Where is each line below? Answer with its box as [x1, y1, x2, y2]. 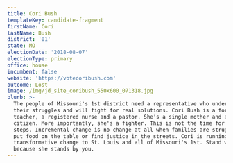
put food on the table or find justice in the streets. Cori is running [13, 132, 228, 139]
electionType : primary [7, 55, 73, 62]
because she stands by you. [13, 146, 95, 153]
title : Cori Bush [7, 10, 58, 17]
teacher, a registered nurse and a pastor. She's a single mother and [13, 113, 222, 120]
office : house [7, 62, 49, 69]
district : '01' [7, 36, 51, 43]
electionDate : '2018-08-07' [7, 49, 89, 56]
